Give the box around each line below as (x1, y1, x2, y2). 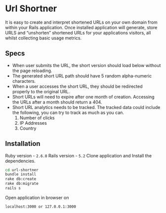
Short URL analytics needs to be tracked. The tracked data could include (12, 104, 161, 110)
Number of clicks (19, 114, 55, 121)
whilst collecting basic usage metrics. (5, 35, 82, 41)
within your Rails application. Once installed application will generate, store (5, 24, 158, 30)
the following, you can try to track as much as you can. (12, 109, 124, 115)
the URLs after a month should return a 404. (12, 99, 102, 105)
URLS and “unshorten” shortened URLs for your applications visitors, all (5, 30, 151, 35)
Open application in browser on (5, 194, 69, 200)
